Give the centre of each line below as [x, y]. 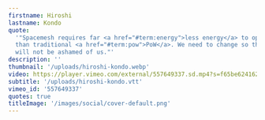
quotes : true [30, 96]
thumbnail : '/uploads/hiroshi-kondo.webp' [79, 67]
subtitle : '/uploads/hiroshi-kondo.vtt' [76, 81]
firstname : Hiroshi [40, 15]
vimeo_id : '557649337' [45, 89]
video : [19, 74]
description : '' [35, 60]
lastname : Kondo [35, 23]
